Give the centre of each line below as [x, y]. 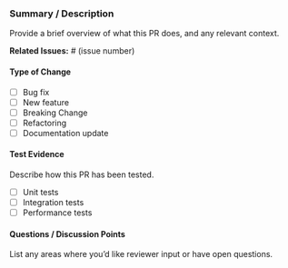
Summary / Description [62, 14]
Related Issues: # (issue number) [72, 51]
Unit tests [40, 193]
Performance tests [57, 213]
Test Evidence [37, 154]
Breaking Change [55, 113]
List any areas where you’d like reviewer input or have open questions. [141, 254]
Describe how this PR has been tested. [82, 174]
